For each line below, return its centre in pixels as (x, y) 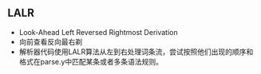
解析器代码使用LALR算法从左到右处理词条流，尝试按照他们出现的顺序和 (136, 52)
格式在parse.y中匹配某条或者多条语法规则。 (91, 61)
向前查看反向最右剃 (51, 41)
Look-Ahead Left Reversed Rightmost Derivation (98, 32)
